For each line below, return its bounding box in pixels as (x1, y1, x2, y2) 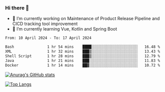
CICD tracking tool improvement (12, 21, 78, 27)
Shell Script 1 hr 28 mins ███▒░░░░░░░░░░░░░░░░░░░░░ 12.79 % (5, 54, 161, 59)
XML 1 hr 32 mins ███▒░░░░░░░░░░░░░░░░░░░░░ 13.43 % (5, 49, 161, 54)
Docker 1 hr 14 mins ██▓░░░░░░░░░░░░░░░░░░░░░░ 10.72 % (5, 62, 161, 68)
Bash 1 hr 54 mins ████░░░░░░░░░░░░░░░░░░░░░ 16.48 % (5, 44, 161, 50)
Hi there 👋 (5, 4, 30, 11)
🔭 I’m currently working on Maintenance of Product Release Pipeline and (12, 16, 160, 22)
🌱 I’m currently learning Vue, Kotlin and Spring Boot (12, 26, 118, 32)
